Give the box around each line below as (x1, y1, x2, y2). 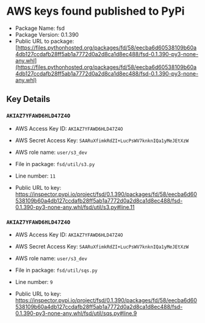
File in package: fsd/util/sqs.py (15, 266, 98, 274)
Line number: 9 (15, 278, 53, 285)
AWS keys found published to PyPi (6, 4, 185, 18)
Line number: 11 (15, 172, 56, 180)
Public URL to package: (15, 37, 74, 45)
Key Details (6, 94, 51, 104)
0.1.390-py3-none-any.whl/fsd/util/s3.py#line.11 (15, 203, 135, 211)
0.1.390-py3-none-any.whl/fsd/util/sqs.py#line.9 (15, 310, 137, 317)
